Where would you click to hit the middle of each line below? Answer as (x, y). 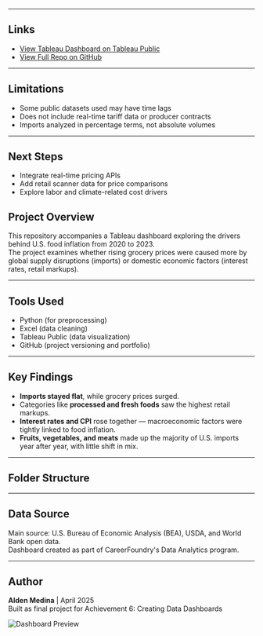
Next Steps (36, 157)
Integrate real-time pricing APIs (70, 175)
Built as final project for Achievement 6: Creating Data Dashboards (115, 609)
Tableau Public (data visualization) (75, 337)
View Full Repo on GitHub (61, 57)
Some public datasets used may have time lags (95, 108)
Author (25, 581)
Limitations (36, 89)
